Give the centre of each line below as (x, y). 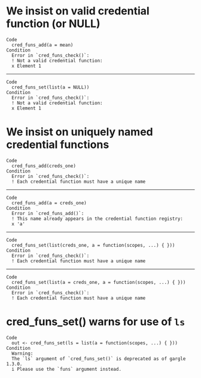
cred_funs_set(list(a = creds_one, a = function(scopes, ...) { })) (99, 282)
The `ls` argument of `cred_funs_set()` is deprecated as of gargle (99, 359)
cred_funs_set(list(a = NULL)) (51, 87)
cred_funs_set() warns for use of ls (96, 322)
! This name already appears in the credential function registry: (98, 219)
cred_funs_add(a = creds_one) (49, 203)
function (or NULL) (53, 24)
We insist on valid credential (78, 11)
